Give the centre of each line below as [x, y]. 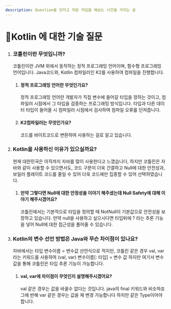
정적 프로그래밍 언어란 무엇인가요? [54, 85]
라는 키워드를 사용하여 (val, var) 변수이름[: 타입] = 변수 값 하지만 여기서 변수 [88, 257]
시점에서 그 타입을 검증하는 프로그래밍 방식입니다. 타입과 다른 [95, 104]
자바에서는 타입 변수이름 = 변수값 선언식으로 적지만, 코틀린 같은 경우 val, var [88, 251]
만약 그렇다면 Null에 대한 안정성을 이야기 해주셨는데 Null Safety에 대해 [90, 193]
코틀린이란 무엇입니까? [39, 54]
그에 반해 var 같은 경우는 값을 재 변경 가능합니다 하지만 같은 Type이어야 [91, 295]
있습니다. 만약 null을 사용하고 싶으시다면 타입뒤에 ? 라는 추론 [94, 218]
